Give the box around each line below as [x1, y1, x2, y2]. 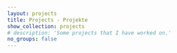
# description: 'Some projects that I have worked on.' [7, 29, 171, 36]
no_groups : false [7, 36, 57, 43]
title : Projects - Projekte [7, 17, 88, 23]
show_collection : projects [7, 23, 85, 30]
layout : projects [7, 10, 57, 17]
